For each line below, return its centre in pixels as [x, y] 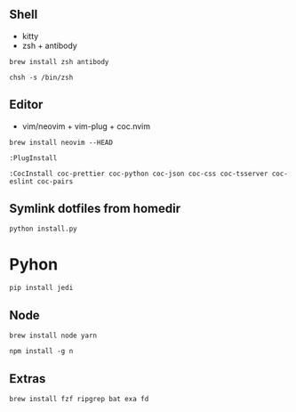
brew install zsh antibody [59, 61]
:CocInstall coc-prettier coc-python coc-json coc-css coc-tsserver [139, 174]
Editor [26, 105]
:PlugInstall [33, 158]
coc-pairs [55, 182]
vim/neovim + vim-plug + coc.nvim [86, 126]
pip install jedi [41, 288]
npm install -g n [41, 351]
